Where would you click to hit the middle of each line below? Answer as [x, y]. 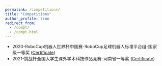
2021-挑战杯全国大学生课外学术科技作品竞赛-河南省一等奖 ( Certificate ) [83, 58]
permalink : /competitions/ [33, 9]
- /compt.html [24, 32]
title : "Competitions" [28, 14]
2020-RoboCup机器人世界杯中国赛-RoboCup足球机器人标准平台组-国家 [84, 46]
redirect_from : [21, 23]
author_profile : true [27, 18]
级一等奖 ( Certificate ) [34, 52]
